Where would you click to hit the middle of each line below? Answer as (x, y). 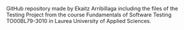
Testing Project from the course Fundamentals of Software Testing (89, 15)
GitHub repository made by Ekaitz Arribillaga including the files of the (92, 9)
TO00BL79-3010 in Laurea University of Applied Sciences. (79, 21)
